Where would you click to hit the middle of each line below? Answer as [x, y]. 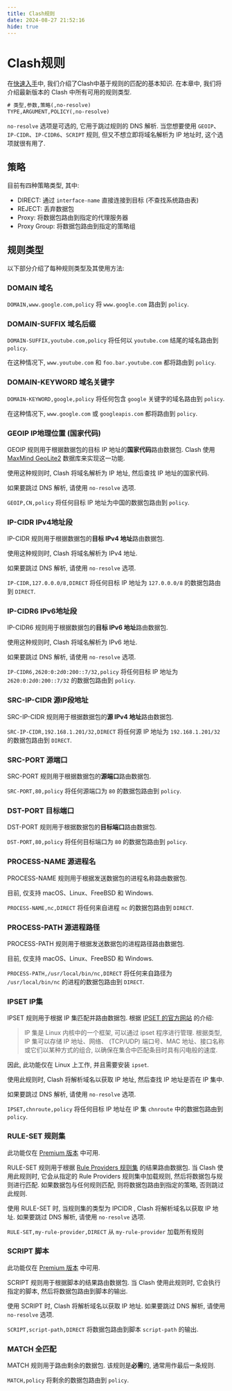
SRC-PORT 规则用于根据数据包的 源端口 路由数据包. [79, 776]
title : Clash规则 [31, 14]
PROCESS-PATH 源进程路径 [54, 927]
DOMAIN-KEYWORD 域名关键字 [61, 382]
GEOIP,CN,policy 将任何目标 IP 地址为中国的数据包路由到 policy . [98, 502]
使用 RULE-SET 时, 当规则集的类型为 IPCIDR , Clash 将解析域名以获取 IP [109, 1208]
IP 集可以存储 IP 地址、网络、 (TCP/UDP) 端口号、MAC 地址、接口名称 [124, 1041]
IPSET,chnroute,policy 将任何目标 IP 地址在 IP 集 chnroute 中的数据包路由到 [115, 1109]
